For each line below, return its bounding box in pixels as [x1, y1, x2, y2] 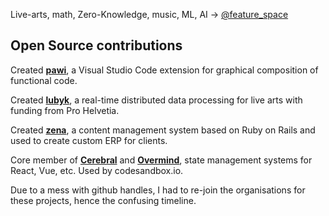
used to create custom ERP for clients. [10, 134, 168, 146]
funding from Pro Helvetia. [10, 104, 120, 116]
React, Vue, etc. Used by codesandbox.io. [10, 164, 184, 176]
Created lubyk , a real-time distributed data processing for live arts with [10, 94, 303, 106]
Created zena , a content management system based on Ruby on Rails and [10, 124, 316, 136]
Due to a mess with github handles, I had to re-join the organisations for [10, 184, 306, 196]
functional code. [10, 74, 78, 86]
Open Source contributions [10, 37, 183, 54]
